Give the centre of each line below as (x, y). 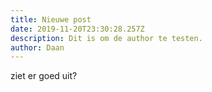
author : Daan (37, 47)
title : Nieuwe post (51, 19)
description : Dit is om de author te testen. (106, 38)
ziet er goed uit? (44, 76)
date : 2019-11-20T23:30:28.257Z (77, 29)
